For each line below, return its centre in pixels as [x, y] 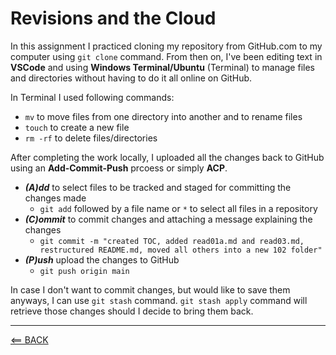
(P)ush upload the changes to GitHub [102, 259]
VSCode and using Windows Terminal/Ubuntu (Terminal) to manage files [162, 67]
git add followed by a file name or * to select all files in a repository [178, 208]
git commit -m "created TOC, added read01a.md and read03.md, [172, 241]
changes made [55, 198]
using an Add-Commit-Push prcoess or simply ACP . [119, 168]
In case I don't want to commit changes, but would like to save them [150, 289]
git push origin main [84, 271]
